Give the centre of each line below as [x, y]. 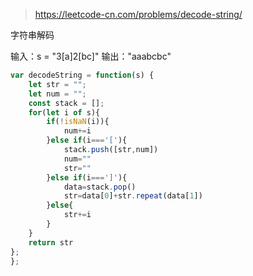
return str [51, 242]
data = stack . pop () [100, 187]
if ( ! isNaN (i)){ [78, 122]
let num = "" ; [57, 94]
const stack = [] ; [66, 103]
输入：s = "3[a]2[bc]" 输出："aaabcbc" [91, 56]
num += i [77, 131]
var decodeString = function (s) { [82, 75]
